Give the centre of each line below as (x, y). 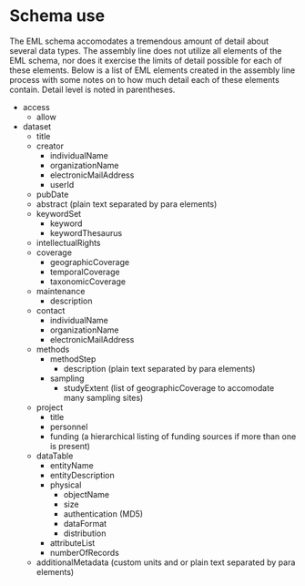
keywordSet (59, 213)
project (50, 407)
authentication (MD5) (103, 514)
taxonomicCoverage (87, 281)
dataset (37, 126)
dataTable (55, 456)
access (36, 107)
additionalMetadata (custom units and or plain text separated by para (166, 562)
